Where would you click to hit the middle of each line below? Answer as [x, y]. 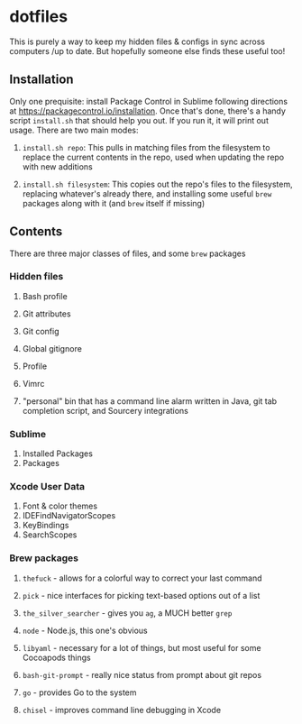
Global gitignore [52, 348]
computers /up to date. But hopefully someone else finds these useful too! [147, 50]
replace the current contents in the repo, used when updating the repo [153, 157]
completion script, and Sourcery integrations [105, 410]
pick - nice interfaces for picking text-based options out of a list [141, 595]
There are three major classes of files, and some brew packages [128, 253]
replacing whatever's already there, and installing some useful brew [147, 193]
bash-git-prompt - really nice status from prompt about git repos [142, 674]
